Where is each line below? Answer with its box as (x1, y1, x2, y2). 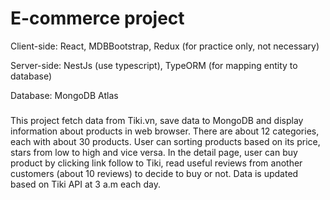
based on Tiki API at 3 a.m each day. (10, 178, 161, 190)
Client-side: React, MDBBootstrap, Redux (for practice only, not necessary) (10, 40, 320, 52)
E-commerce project (10, 7, 185, 30)
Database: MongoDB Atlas (10, 89, 119, 101)
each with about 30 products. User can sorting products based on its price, (10, 135, 321, 147)
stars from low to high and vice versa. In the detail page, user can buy (10, 146, 298, 158)
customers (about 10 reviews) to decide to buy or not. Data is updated (10, 167, 299, 179)
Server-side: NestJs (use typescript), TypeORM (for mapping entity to (10, 59, 298, 71)
